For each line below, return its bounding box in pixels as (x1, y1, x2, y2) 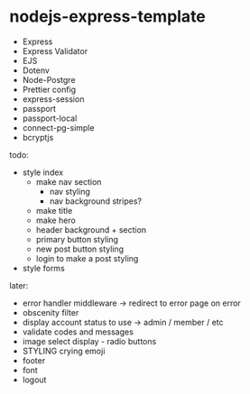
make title (35, 205, 73, 215)
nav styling (49, 186, 90, 197)
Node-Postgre (22, 74, 76, 85)
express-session (22, 93, 85, 105)
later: (9, 279, 29, 290)
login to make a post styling (35, 252, 139, 263)
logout (22, 374, 47, 385)
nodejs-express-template (9, 6, 206, 27)
